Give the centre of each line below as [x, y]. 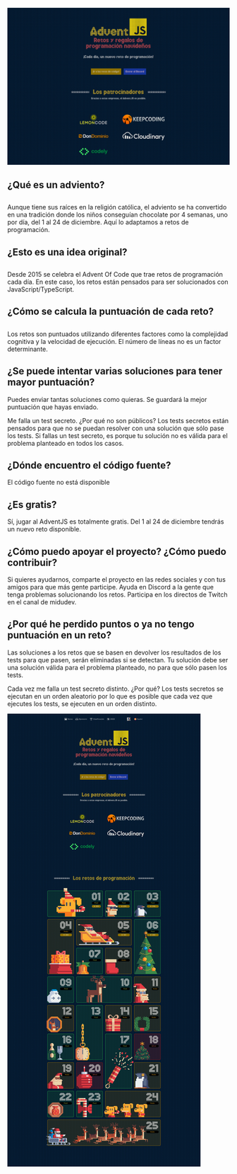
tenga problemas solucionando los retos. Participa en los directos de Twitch [117, 594]
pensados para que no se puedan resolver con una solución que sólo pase [116, 428]
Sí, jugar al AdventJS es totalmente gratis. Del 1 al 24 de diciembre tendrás [116, 522]
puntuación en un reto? [59, 635]
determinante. [28, 349]
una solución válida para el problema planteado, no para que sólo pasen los [117, 667]
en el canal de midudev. [42, 602]
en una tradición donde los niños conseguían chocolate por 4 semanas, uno [117, 215]
